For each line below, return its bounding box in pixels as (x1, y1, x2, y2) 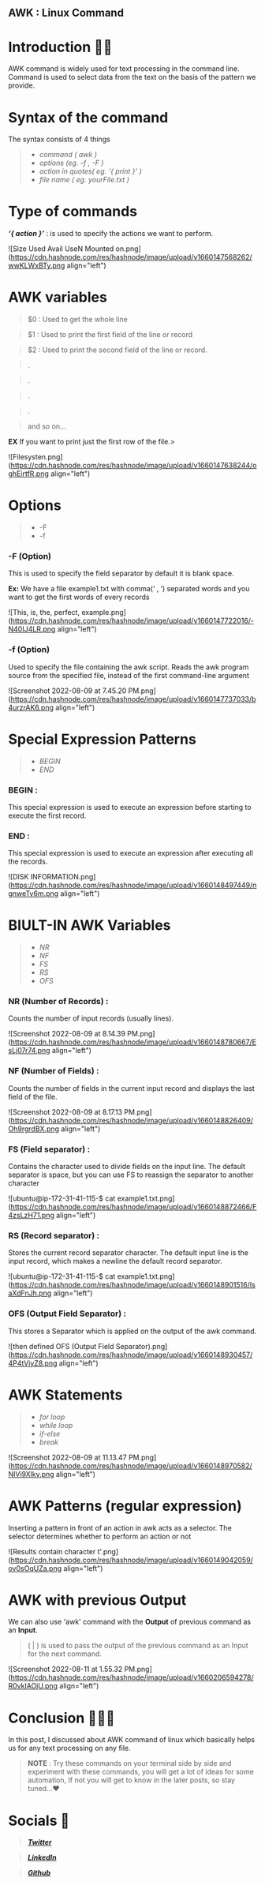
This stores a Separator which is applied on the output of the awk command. (8, 1326, 257, 1336)
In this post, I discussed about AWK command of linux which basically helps (8, 1735, 255, 1744)
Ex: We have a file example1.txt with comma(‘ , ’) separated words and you (8, 584, 250, 594)
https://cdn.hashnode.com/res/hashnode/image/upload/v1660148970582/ (10, 1460, 252, 1471)
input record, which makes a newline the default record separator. (8, 1257, 222, 1266)
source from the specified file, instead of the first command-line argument (8, 670, 250, 680)
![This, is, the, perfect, (8, 608, 80, 617)
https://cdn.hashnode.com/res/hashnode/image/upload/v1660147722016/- (10, 616, 255, 626)
